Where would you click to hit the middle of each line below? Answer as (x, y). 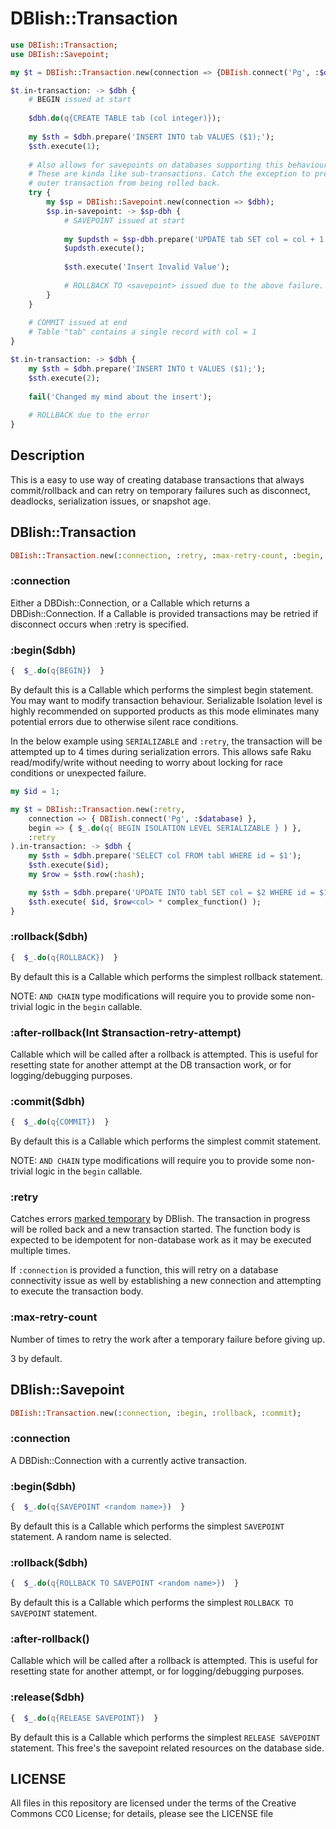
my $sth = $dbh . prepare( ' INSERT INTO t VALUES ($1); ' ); (147, 368)
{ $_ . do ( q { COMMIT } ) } (60, 1122)
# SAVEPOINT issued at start (124, 220)
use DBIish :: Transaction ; (64, 45)
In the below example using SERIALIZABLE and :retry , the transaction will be (166, 741)
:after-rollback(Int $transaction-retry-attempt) (126, 1032)
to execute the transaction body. (77, 1291)
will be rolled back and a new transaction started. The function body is (155, 1229)
